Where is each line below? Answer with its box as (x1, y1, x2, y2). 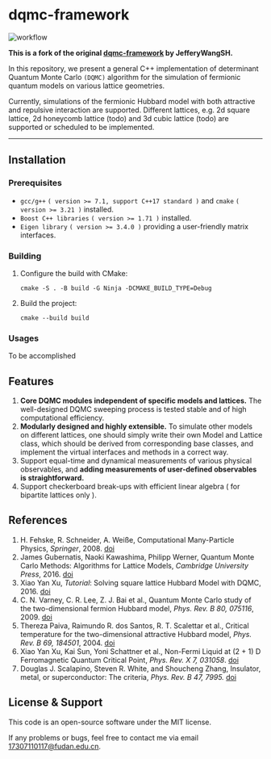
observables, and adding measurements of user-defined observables (19, 464, 257, 474)
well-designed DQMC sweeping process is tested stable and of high (19, 405, 248, 414)
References (8, 514, 68, 527)
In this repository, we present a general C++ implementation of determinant (8, 63, 260, 73)
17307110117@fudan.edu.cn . (8, 741, 102, 751)
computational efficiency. (19, 413, 105, 423)
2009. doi (19, 612, 52, 622)
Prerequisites (8, 178, 62, 189)
